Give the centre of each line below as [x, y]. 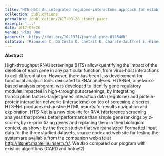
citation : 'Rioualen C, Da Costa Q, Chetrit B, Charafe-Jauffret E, [76, 42]
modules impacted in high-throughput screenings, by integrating [70, 91]
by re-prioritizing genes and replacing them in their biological [82, 122]
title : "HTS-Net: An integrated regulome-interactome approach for [75, 10]
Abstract [14, 55]
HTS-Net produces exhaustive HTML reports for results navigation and [76, 106]
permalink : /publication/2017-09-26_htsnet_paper [57, 19]
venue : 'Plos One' [24, 32]
